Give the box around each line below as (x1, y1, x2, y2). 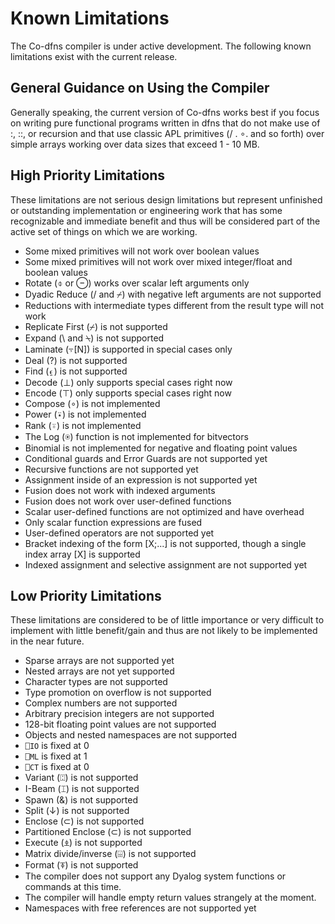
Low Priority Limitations (10, 587, 162, 604)
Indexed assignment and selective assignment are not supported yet (24, 558, 308, 571)
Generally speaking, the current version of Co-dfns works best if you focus (10, 106, 320, 118)
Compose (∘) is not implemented (24, 397, 161, 409)
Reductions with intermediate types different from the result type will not (24, 299, 325, 311)
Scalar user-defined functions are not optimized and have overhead (24, 505, 305, 517)
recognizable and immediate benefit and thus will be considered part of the (10, 215, 321, 227)
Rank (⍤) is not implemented (24, 419, 142, 431)
